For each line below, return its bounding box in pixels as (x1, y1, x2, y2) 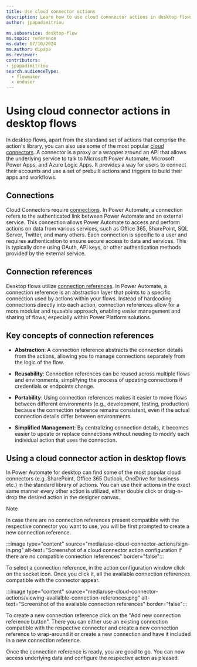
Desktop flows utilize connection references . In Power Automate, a (6, 282, 167, 289)
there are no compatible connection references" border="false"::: (6, 553, 164, 560)
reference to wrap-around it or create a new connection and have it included (6, 631, 191, 638)
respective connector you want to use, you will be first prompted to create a (6, 523, 189, 530)
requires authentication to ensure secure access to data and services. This (6, 237, 186, 244)
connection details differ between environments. (14, 412, 132, 419)
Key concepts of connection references (6, 331, 154, 341)
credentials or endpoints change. (14, 382, 95, 390)
